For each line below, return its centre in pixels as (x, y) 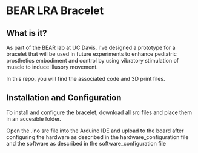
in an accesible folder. (34, 118)
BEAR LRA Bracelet (55, 11)
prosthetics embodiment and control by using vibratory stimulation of (93, 60)
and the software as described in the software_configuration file (86, 143)
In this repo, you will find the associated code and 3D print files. (86, 79)
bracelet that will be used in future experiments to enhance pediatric (91, 54)
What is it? (27, 33)
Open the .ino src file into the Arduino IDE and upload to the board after (95, 131)
